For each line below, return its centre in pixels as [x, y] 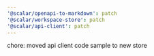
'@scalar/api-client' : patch [48, 26]
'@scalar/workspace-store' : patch [56, 20]
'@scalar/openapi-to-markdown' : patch [62, 13]
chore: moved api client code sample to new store [77, 46]
